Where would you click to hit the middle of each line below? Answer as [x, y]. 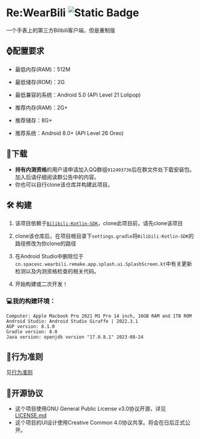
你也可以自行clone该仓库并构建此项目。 [64, 184]
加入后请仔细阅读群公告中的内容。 [57, 177]
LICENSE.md [31, 416]
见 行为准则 [20, 372]
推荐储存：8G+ [34, 120]
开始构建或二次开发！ [41, 284]
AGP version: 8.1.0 [31, 326]
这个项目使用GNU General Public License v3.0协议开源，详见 [90, 409]
